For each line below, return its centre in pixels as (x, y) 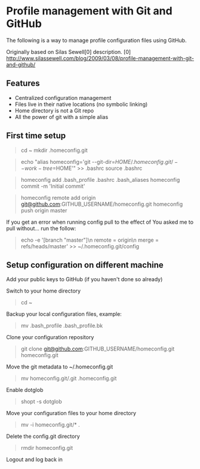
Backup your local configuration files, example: (64, 314)
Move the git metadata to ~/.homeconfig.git (60, 367)
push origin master (44, 210)
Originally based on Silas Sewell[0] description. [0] (69, 51)
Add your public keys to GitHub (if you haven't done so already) (84, 279)
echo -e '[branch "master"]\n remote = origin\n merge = (90, 240)
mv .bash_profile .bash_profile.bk (62, 326)
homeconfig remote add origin (58, 197)
